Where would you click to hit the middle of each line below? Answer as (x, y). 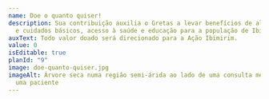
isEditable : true (37, 53)
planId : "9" (28, 61)
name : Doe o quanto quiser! (55, 16)
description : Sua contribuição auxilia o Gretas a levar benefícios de (130, 23)
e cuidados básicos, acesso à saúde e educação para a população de (132, 30)
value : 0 (23, 46)
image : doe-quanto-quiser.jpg (59, 68)
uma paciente (37, 82)
